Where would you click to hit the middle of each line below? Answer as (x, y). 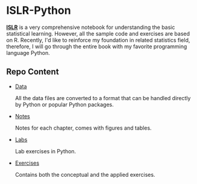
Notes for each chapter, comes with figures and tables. (83, 128)
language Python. (28, 52)
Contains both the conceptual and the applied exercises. (85, 174)
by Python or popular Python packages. (64, 104)
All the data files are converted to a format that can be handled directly (103, 98)
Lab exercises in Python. (45, 151)
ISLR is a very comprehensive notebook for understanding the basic (91, 27)
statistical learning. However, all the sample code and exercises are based (98, 33)
